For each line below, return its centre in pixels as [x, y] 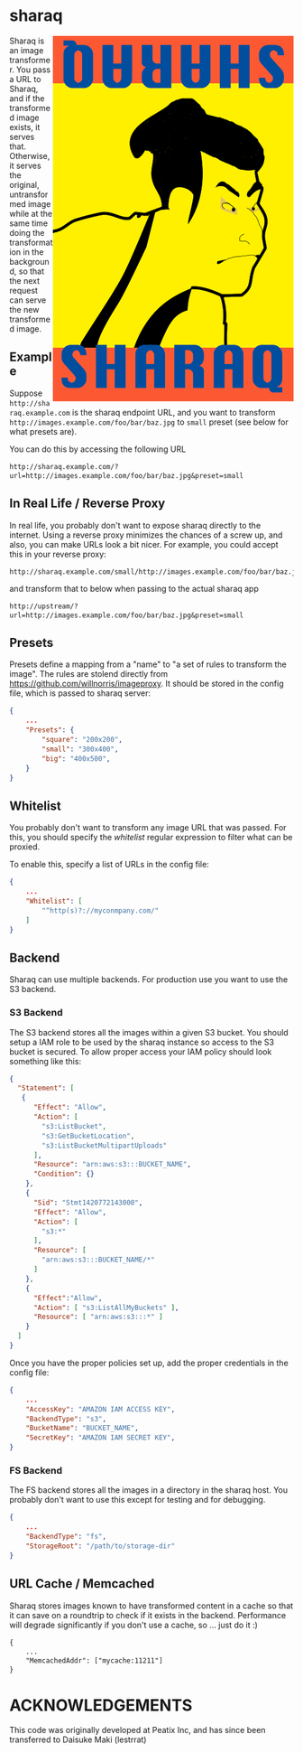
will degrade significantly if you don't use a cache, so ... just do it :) [134, 1625]
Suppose [26, 393]
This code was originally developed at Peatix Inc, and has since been [138, 1730]
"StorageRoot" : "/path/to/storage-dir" [101, 1546]
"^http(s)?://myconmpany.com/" [101, 910]
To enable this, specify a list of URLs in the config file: [109, 865]
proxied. [25, 847]
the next [25, 280]
